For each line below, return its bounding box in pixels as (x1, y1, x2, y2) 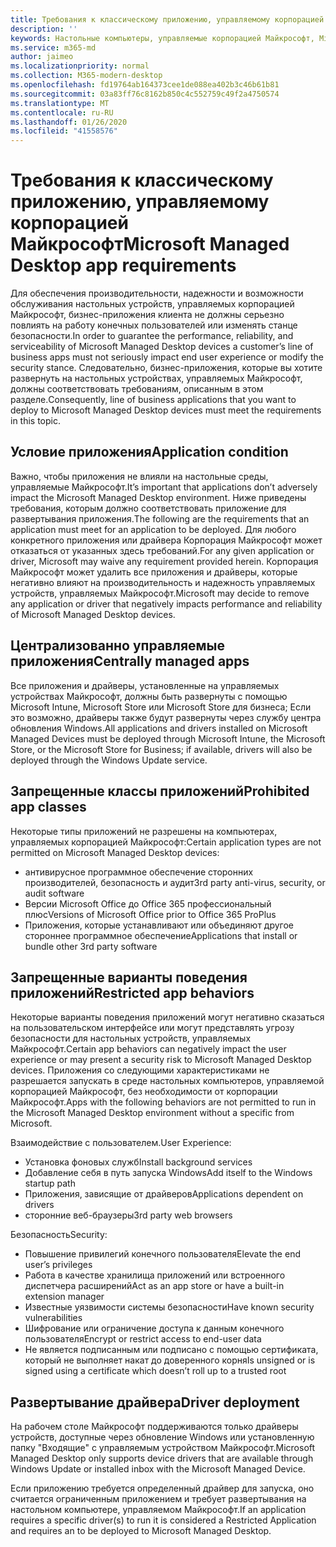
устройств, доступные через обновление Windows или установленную (10, 1431, 315, 1443)
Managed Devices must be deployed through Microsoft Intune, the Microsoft (10, 732, 326, 745)
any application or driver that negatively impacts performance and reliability (10, 597, 323, 610)
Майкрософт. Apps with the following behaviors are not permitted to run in (10, 1096, 317, 1108)
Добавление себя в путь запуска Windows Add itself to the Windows (24, 1167, 313, 1179)
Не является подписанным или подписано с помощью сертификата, (24, 1344, 319, 1356)
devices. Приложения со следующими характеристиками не (10, 1064, 270, 1076)
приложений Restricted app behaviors (10, 984, 255, 1001)
